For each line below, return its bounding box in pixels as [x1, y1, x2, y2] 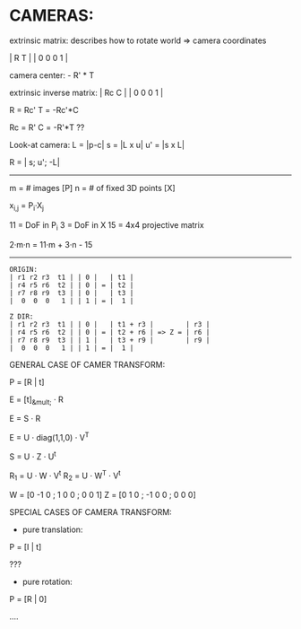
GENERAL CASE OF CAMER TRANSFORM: [9, 359, 166, 370]
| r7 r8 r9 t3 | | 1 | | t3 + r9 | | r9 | [9, 336, 211, 345]
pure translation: [21, 524, 83, 535]
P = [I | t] [9, 542, 42, 553]
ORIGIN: [9, 265, 39, 274]
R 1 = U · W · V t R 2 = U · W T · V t [9, 468, 121, 483]
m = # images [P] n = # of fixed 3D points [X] [9, 182, 176, 193]
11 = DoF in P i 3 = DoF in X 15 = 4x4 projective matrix [9, 219, 204, 232]
